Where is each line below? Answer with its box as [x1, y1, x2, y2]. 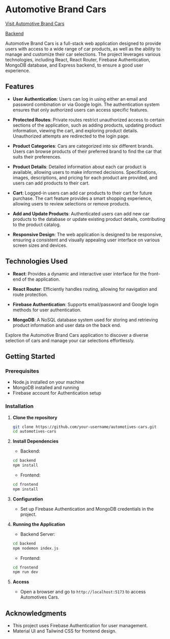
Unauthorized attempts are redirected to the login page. [12, 133, 130, 139]
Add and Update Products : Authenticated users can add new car [12, 211, 150, 217]
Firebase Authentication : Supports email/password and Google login [12, 301, 159, 307]
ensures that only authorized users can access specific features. [12, 106, 149, 113]
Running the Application [12, 521, 65, 527]
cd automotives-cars [12, 429, 56, 434]
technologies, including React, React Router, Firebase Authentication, [5, 56, 151, 62]
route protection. [12, 291, 48, 298]
